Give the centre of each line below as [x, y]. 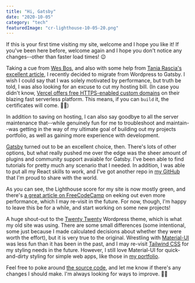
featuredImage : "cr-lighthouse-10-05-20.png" [62, 28]
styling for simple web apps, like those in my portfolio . [95, 256]
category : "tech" [27, 22]
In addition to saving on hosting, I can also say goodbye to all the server [93, 117]
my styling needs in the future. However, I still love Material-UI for [85, 250]
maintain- [178, 123]
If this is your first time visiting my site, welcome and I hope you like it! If [93, 44]
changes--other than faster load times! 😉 [56, 57]
